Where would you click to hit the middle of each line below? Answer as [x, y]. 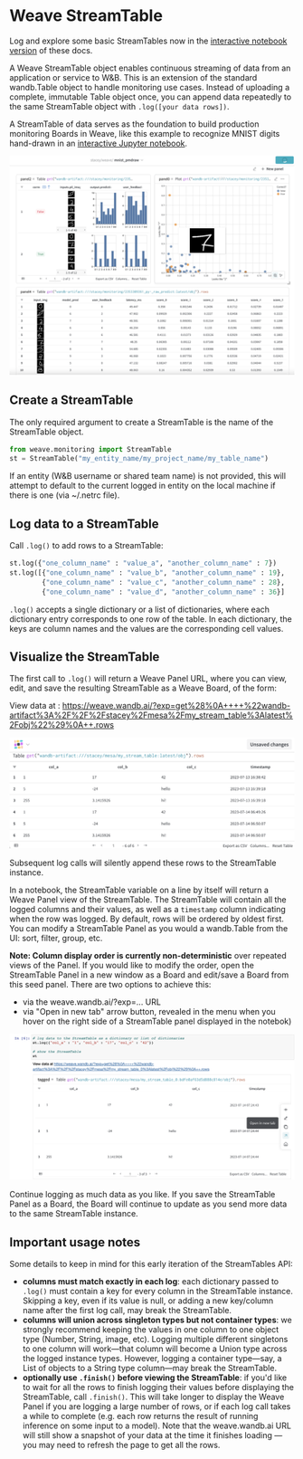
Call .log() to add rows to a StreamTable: [87, 546]
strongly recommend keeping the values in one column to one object [151, 1330]
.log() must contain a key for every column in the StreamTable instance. [158, 1292]
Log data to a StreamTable [85, 524]
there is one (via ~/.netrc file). [65, 495]
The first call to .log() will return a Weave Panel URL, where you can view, [148, 679]
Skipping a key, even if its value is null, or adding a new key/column [148, 1301]
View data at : [35, 706]
